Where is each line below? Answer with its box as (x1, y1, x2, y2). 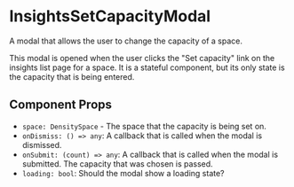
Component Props (9, 97, 113, 113)
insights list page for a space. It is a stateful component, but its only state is (9, 62, 286, 73)
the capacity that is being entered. (9, 71, 135, 82)
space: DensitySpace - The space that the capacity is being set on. (21, 121, 266, 131)
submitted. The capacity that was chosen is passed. (21, 158, 213, 169)
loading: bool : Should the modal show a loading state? (21, 168, 225, 178)
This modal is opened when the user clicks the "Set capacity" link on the (9, 52, 275, 63)
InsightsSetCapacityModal (9, 6, 211, 27)
